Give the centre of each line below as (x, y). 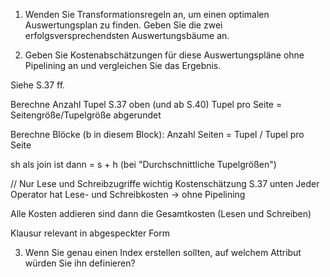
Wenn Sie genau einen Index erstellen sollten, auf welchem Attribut (163, 252)
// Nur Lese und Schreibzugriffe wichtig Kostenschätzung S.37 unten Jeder (165, 183)
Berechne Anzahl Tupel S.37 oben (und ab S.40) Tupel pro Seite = (146, 104)
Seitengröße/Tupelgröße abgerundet (86, 115)
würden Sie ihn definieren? (80, 263)
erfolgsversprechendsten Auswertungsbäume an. (127, 35)
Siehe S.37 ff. (38, 85)
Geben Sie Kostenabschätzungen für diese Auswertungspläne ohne (164, 55)
